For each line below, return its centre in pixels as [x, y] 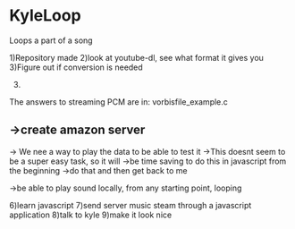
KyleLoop [46, 16]
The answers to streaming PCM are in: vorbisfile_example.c [118, 102]
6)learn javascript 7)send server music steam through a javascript [131, 205]
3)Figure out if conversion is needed [76, 67]
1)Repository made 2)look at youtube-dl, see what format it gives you [136, 57]
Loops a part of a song [51, 40]
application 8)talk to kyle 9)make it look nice [91, 215]
